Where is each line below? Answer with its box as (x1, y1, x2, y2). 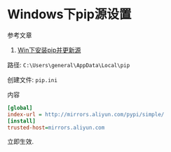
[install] (7, 117, 36, 125)
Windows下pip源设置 (7, 6, 132, 22)
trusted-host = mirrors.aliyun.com (7, 124, 105, 131)
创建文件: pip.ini (7, 75, 58, 84)
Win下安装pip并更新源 (17, 46, 81, 54)
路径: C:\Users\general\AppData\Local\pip (7, 60, 130, 69)
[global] (7, 104, 33, 111)
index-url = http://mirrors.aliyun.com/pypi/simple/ (7, 111, 165, 118)
